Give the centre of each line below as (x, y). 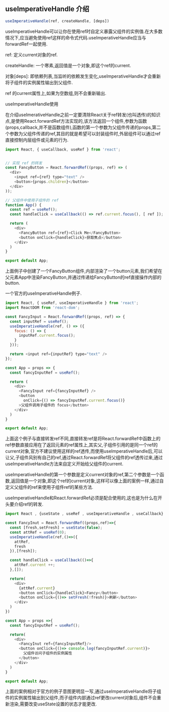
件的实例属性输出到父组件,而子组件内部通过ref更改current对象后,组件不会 (81, 698)
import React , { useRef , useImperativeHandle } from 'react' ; (72, 303)
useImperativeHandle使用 (32, 104)
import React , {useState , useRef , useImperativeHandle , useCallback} (84, 514)
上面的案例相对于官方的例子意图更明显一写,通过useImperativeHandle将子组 (83, 691)
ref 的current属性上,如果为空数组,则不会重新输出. (56, 93)
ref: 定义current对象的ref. (32, 55)
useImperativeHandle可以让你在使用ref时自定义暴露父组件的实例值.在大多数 (84, 31)
